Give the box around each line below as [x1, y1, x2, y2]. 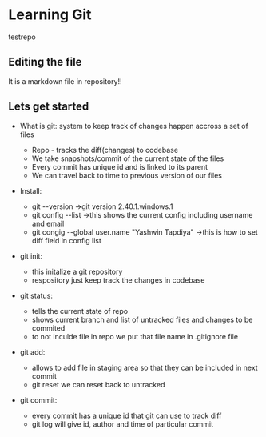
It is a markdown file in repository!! [8, 76, 122, 86]
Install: [19, 186, 42, 195]
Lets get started [8, 100, 89, 114]
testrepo [8, 32, 36, 42]
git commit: [19, 395, 58, 405]
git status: [19, 291, 54, 300]
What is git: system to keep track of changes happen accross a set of [19, 121, 249, 130]
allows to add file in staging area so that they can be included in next [31, 363, 258, 372]
